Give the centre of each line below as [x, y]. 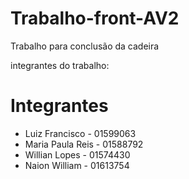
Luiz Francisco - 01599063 [80, 133]
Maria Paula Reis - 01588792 [84, 144]
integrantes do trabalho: [60, 65]
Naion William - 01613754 [77, 165]
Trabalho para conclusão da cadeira [85, 46]
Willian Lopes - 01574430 [77, 154]
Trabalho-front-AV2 [95, 18]
